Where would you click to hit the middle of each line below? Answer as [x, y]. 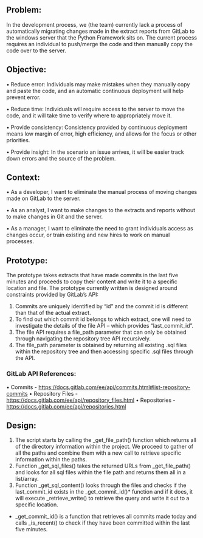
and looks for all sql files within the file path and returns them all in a [101, 472]
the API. [25, 358]
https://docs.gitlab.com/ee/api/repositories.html [66, 406]
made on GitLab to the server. [43, 198]
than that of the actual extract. [53, 313]
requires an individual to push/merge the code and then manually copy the [100, 44]
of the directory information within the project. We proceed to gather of [104, 447]
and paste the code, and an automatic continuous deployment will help [95, 91]
